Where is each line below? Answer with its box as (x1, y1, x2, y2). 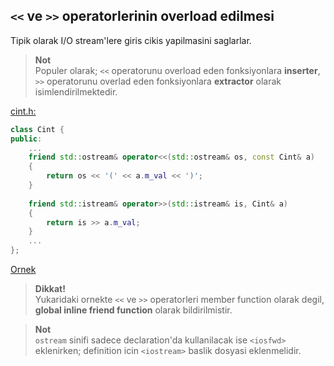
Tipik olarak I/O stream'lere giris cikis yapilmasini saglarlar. (10, 34, 252, 46)
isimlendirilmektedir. (34, 85, 118, 98)
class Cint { (10, 124, 65, 134)
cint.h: (10, 105, 37, 117)
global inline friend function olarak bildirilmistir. (34, 304, 233, 316)
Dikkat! (34, 283, 66, 295)
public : (10, 134, 43, 144)
